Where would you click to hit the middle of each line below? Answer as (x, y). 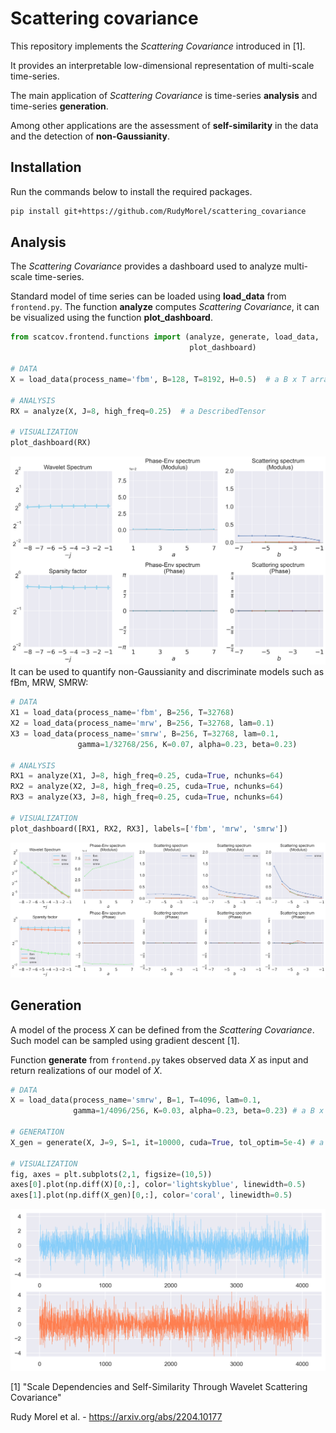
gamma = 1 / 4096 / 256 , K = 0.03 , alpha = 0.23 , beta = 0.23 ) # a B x (199, 1111)
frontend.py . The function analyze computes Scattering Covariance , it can (165, 307)
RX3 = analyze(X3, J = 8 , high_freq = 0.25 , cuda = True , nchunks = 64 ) (147, 797)
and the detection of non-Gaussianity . (90, 136)
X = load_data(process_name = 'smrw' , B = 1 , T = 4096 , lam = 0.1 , (136, 1100)
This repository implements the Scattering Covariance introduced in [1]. (158, 46)
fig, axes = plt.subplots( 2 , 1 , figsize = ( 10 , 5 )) (111, 1174)
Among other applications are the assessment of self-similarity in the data (164, 125)
